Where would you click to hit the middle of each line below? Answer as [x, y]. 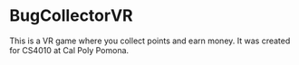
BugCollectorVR [71, 16]
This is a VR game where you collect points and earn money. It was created [150, 41]
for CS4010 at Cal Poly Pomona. [69, 50]
